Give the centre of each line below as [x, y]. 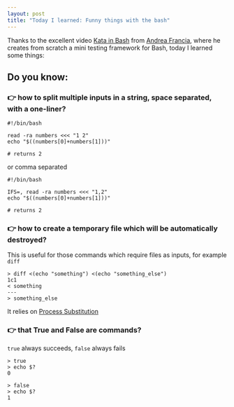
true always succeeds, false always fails [66, 348]
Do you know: [38, 77]
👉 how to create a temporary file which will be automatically [112, 228]
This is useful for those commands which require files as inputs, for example [117, 255]
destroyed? [27, 240]
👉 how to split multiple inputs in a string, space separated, [109, 97]
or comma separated [37, 167]
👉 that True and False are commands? [74, 330]
